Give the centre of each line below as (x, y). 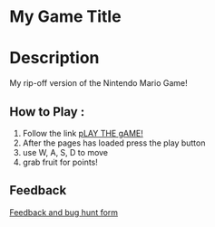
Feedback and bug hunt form (64, 212)
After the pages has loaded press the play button (114, 143)
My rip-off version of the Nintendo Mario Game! (98, 83)
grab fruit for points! (60, 162)
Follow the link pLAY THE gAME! (83, 133)
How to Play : (47, 112)
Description (54, 58)
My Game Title (65, 17)
